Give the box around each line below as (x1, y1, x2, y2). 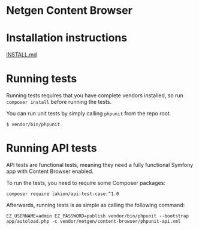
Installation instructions (6, 31, 128, 45)
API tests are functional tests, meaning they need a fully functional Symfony (6, 162, 194, 168)
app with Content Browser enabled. (6, 168, 94, 175)
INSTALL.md (6, 51, 37, 58)
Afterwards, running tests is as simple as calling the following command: (6, 202, 185, 208)
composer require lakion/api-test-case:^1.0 (6, 191, 119, 197)
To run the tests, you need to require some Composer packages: (6, 180, 166, 186)
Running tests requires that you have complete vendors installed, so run (6, 92, 184, 99)
